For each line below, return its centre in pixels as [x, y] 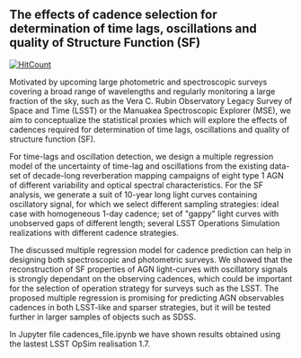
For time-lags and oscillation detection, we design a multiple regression [142, 156]
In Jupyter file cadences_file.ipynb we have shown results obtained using [145, 334]
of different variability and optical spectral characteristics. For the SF [136, 185]
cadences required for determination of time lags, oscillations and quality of [150, 129]
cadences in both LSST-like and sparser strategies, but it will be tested [140, 307]
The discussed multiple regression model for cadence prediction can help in [150, 249]
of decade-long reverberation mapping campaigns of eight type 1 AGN [154, 175]
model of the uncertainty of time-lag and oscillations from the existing [138, 166]
